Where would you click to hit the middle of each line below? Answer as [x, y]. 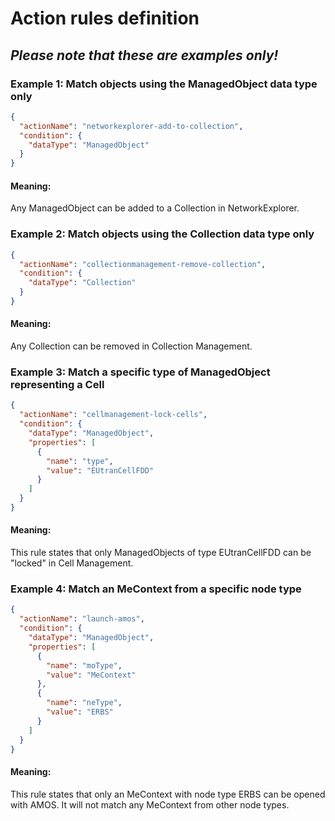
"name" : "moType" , [84, 665]
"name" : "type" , [80, 461]
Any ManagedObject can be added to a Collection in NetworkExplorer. [155, 208]
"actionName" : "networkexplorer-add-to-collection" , [131, 126]
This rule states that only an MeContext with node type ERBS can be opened [168, 794]
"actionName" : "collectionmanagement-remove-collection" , [143, 264]
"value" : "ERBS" [80, 712]
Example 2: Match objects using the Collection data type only [162, 234]
